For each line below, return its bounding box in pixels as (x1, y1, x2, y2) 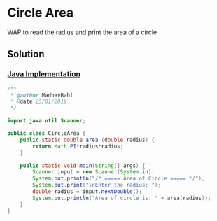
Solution (7, 48, 45, 60)
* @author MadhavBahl (10, 92, 73, 99)
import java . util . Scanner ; (7, 117, 86, 124)
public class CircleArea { (7, 130, 86, 137)
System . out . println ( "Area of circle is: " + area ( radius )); (32, 194, 211, 201)
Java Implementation (7, 69, 80, 79)
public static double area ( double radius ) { (20, 136, 155, 143)
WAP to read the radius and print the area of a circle (7, 28, 157, 36)
